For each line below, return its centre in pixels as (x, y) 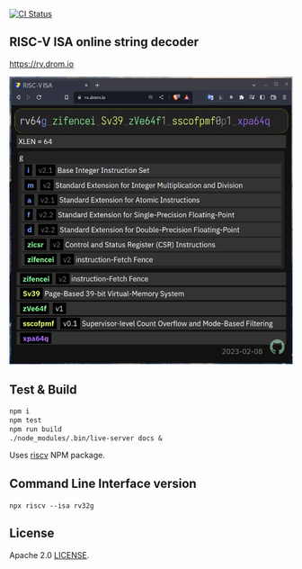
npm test (26, 420)
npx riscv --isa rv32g (52, 506)
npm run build (36, 429)
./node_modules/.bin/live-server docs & (86, 438)
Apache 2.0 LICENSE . (49, 555)
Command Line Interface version (103, 483)
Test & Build (43, 389)
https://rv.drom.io (42, 64)
